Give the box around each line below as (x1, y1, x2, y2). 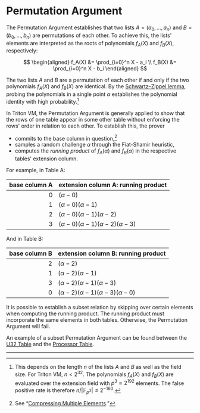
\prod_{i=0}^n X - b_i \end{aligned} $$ (52, 65, 148, 72)
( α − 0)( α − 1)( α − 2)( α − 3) (58, 220, 136, 228)
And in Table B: (6, 235, 43, 243)
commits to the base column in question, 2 (14, 133, 117, 142)
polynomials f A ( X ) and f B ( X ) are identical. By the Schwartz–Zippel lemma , (6, 83, 186, 92)
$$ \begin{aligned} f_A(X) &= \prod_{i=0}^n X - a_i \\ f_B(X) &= (23, 58, 177, 66)
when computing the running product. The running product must (6, 310, 165, 317)
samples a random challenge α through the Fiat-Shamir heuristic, (14, 141, 174, 148)
